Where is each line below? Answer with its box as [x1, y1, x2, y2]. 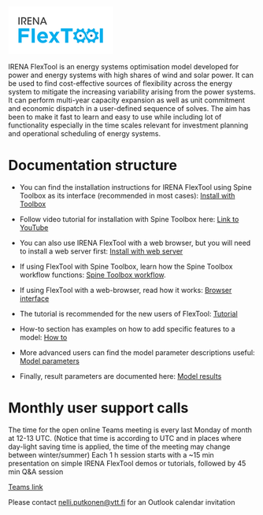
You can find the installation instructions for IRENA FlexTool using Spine [19, 182, 252, 191]
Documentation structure [8, 157, 178, 175]
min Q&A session [8, 467, 64, 476]
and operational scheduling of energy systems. [8, 129, 161, 138]
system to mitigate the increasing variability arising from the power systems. [8, 87, 256, 96]
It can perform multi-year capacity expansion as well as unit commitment [8, 95, 246, 105]
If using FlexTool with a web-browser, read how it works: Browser [19, 285, 232, 295]
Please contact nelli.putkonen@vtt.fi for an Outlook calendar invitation [8, 497, 235, 506]
